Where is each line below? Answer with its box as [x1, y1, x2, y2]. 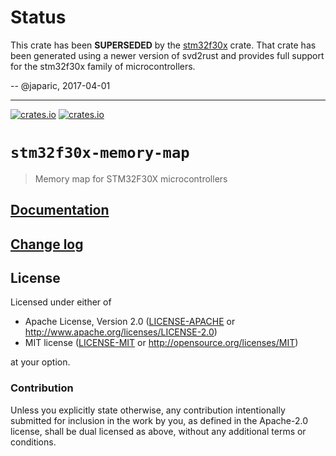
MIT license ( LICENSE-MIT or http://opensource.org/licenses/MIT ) [24, 337, 299, 349]
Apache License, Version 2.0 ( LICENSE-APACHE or [24, 316, 236, 328]
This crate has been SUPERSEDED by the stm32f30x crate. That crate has [10, 39, 317, 51]
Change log [10, 236, 84, 253]
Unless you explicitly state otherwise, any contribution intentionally [10, 404, 286, 416]
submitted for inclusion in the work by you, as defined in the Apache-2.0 [10, 414, 308, 426]
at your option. [10, 356, 71, 368]
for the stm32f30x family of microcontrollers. [10, 60, 196, 72]
